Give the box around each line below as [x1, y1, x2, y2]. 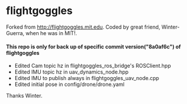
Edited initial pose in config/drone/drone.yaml [14, 81, 124, 88]
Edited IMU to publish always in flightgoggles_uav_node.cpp [14, 75, 160, 82]
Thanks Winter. [6, 92, 43, 99]
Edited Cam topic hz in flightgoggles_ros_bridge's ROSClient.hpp [14, 63, 171, 70]
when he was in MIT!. [25, 29, 77, 36]
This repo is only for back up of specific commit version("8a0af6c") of [6, 43, 181, 50]
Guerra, [6, 29, 25, 36]
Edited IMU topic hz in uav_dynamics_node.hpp [14, 68, 129, 75]
